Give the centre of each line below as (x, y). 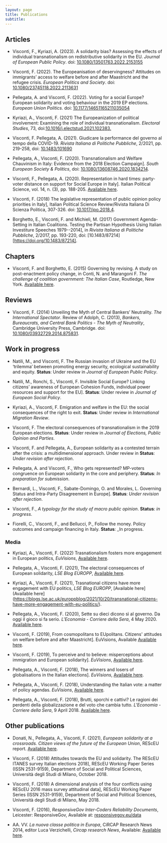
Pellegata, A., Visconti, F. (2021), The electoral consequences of (78, 568)
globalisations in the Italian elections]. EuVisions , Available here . (78, 675)
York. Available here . (33, 284)
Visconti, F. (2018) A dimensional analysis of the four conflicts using (82, 784)
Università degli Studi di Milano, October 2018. (60, 774)
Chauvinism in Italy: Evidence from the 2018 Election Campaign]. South (85, 164)
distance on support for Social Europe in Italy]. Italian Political (87, 184)
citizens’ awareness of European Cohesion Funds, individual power (81, 387)
